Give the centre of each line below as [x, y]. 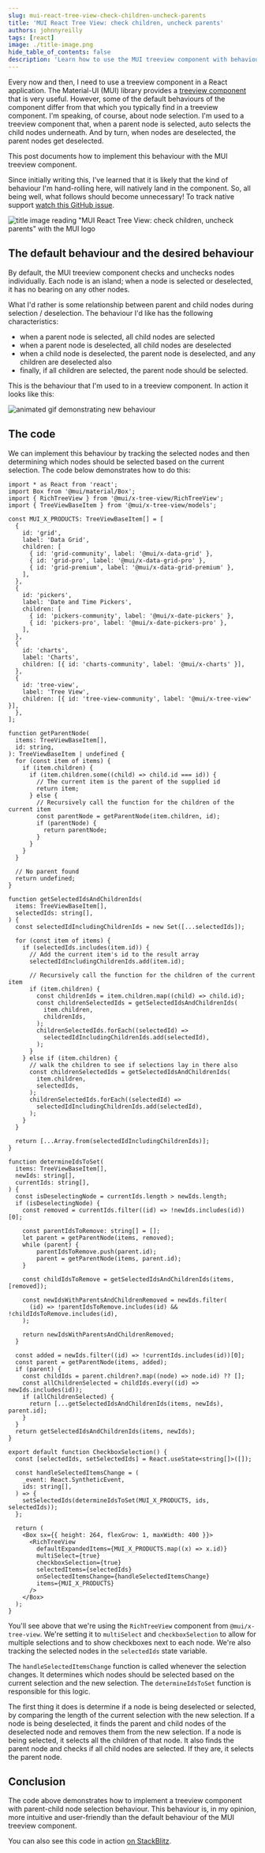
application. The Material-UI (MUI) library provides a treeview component [127, 90]
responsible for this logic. [49, 1691]
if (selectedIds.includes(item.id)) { [86, 947]
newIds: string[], [46, 1175]
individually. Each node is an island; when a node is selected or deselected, [131, 280]
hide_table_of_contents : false [60, 52]
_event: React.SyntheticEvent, [74, 1479]
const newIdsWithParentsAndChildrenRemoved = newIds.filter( [125, 1300]
